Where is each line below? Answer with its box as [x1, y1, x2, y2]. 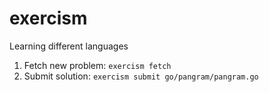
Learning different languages [9, 40, 129, 52]
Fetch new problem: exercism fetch [23, 59, 172, 71]
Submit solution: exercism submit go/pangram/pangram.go [23, 70, 259, 82]
